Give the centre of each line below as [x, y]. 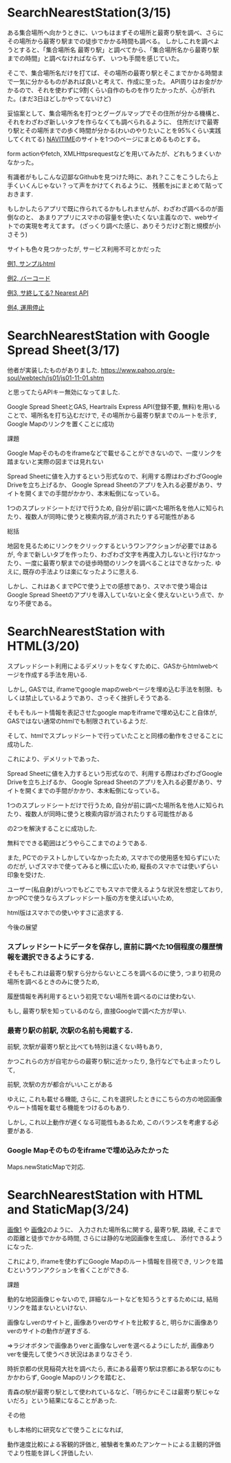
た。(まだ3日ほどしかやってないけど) [59, 98]
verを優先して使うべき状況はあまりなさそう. [70, 1354]
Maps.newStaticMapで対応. [46, 1167]
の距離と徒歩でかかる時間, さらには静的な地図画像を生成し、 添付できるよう [115, 1238]
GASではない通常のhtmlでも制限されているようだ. [77, 721]
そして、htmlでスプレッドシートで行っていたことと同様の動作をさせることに [115, 735]
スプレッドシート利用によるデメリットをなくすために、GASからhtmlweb [110, 666]
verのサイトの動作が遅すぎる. [49, 1330]
